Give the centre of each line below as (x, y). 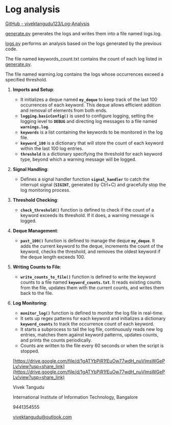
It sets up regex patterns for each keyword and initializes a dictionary (93, 318)
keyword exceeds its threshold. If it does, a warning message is (87, 215)
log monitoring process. (45, 190)
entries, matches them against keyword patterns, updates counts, (89, 334)
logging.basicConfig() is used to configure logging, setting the (87, 116)
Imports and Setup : (33, 89)
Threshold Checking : (35, 200)
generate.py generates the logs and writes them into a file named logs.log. (83, 33)
